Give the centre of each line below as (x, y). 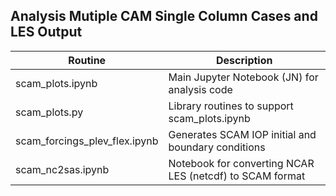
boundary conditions (217, 147)
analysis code (200, 89)
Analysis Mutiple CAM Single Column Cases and (164, 16)
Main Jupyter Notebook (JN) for (243, 77)
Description (244, 60)
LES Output (46, 32)
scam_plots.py (49, 112)
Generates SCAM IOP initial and (242, 134)
